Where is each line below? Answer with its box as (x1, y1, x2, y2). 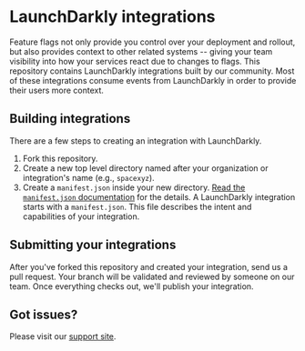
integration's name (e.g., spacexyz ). (22, 172, 155, 183)
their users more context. (9, 85, 105, 95)
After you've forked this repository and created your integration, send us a (9, 261, 289, 272)
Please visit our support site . (9, 331, 117, 342)
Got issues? (9, 306, 78, 322)
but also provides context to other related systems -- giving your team (9, 45, 273, 56)
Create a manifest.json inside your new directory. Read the (22, 182, 246, 193)
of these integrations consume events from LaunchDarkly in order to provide (9, 75, 297, 85)
